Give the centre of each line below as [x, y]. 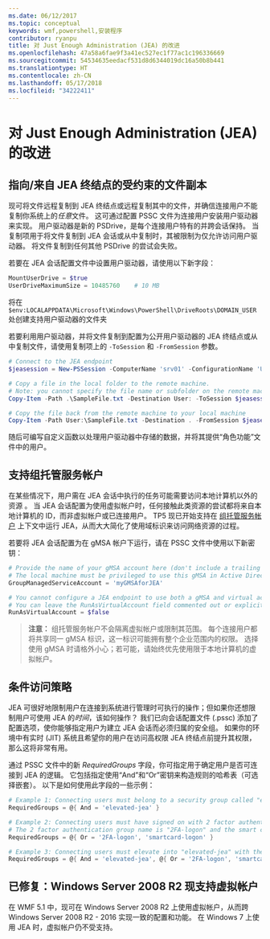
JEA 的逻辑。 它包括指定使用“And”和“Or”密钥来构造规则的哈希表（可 [137, 775]
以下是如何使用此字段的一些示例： [98, 785]
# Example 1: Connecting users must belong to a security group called [131, 801]
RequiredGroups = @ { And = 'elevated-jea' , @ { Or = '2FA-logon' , [120, 859]
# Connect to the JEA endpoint [61, 362]
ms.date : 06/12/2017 [43, 16]
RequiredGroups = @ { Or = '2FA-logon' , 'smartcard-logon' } [111, 837]
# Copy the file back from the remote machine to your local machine [127, 413]
